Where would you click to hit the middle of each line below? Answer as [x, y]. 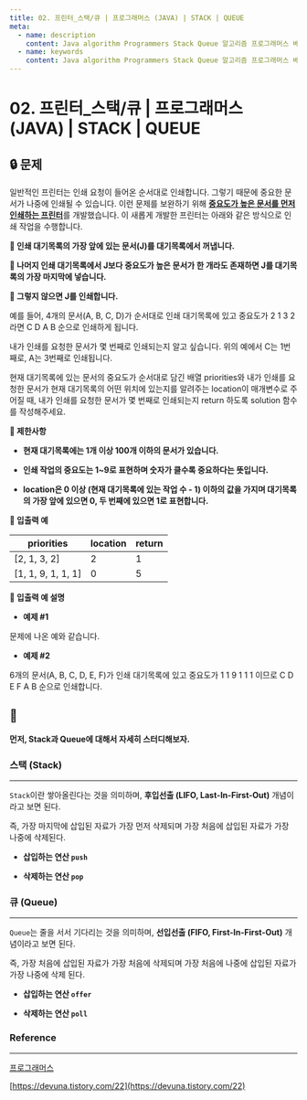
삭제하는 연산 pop [53, 876]
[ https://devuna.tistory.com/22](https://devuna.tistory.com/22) [127, 1085]
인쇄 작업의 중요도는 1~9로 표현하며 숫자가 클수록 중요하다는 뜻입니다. [146, 470]
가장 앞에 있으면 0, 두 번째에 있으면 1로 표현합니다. [120, 501]
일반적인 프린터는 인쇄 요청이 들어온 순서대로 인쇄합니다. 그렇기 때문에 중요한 [146, 192]
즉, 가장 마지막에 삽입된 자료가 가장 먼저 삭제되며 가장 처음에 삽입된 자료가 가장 [149, 826]
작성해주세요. [42, 411]
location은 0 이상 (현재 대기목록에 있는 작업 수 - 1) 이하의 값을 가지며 [144, 489]
